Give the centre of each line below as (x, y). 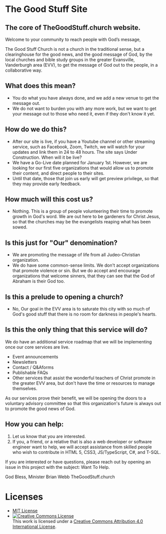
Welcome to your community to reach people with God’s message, (73, 39)
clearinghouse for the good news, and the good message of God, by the (79, 54)
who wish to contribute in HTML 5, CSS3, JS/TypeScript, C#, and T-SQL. (86, 452)
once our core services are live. (37, 347)
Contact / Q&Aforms (33, 367)
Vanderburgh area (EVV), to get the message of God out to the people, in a (82, 65)
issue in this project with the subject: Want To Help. (57, 467)
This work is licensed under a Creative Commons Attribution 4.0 (78, 521)
